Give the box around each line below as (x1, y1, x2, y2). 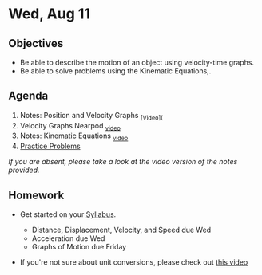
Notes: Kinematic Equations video (19, 131, 129, 143)
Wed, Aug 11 (8, 5, 90, 23)
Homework (8, 188, 65, 202)
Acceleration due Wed (31, 234, 105, 243)
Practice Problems (19, 141, 81, 151)
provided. (8, 165, 40, 175)
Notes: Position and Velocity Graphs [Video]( (19, 110, 164, 122)
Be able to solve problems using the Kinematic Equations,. (19, 66, 212, 76)
